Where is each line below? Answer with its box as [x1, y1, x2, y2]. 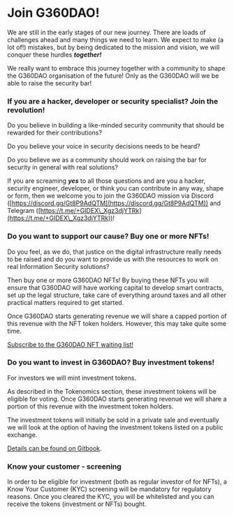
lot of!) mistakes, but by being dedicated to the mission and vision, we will [7, 43, 220, 51]
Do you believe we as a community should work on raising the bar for [7, 156, 207, 164]
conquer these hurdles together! [7, 50, 102, 59]
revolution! [7, 105, 45, 115]
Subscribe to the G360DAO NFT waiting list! [7, 340, 134, 348]
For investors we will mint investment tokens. [7, 373, 137, 382]
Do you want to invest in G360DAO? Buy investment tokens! [7, 357, 215, 367]
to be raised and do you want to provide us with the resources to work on [7, 254, 219, 263]
